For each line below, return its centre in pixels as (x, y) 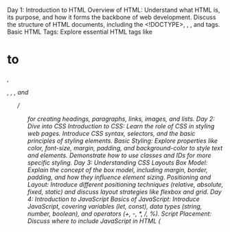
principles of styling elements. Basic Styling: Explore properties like (123, 141)
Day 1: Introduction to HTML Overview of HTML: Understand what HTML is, (114, 10)
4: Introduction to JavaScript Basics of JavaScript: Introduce (114, 199)
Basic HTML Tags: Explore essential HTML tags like (80, 32)
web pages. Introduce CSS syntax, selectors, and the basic (111, 133)
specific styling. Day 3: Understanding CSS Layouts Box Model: (117, 162)
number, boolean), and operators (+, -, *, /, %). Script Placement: (119, 213)
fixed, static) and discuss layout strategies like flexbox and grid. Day (124, 192)
